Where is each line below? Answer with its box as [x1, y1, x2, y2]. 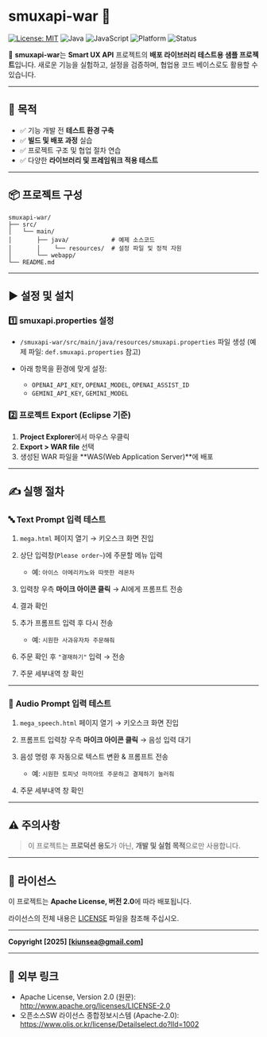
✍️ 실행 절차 [8, 485, 65, 498]
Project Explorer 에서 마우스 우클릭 [19, 431, 130, 441]
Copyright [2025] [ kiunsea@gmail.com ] [8, 937, 144, 946]
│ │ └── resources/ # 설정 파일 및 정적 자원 [8, 244, 183, 252]
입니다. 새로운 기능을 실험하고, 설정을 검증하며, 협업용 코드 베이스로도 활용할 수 [14, 60, 258, 69]
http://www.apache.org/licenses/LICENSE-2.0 [19, 1000, 171, 1010]
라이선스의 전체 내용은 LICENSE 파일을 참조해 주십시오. [8, 914, 180, 923]
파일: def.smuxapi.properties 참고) [28, 347, 141, 357]
